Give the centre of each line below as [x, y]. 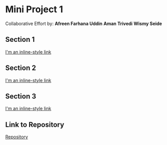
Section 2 [21, 68]
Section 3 [21, 96]
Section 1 [20, 40]
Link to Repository [35, 124]
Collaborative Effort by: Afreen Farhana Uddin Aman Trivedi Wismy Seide [84, 23]
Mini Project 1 [34, 9]
